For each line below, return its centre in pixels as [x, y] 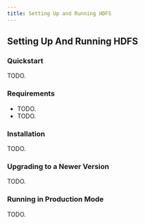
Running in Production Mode [55, 199]
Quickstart [25, 60]
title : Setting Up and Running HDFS [59, 13]
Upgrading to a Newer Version [58, 166]
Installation [26, 133]
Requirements [31, 93]
